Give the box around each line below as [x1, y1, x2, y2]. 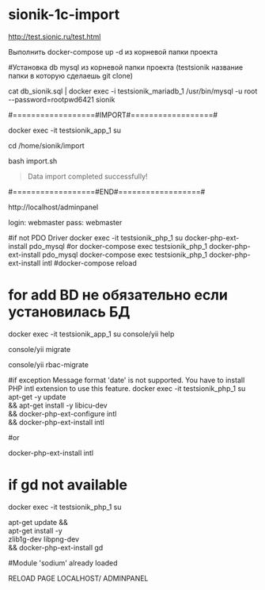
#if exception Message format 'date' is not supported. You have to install [8, 375, 245, 385]
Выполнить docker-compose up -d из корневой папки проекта [8, 47, 218, 56]
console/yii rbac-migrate [8, 359, 89, 370]
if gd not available [8, 476, 128, 494]
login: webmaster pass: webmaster [8, 217, 123, 227]
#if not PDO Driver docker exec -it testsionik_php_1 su [8, 232, 184, 243]
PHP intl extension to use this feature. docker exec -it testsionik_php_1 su [8, 383, 246, 393]
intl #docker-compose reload [42, 258, 137, 267]
